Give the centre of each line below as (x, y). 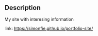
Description (23, 8)
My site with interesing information (39, 19)
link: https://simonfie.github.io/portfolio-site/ (49, 28)
